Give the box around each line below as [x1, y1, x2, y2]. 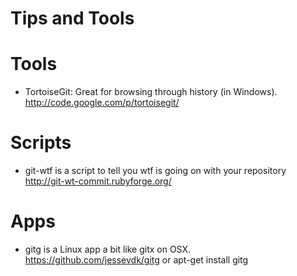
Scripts [10, 132, 72, 154]
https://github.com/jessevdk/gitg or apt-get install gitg [24, 254, 249, 266]
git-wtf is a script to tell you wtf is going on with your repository [24, 165, 287, 177]
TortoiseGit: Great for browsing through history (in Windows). [24, 86, 278, 98]
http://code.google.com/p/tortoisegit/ [24, 97, 180, 109]
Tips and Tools [10, 7, 135, 30]
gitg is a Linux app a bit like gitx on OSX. [24, 243, 192, 255]
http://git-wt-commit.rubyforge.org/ [24, 175, 172, 187]
